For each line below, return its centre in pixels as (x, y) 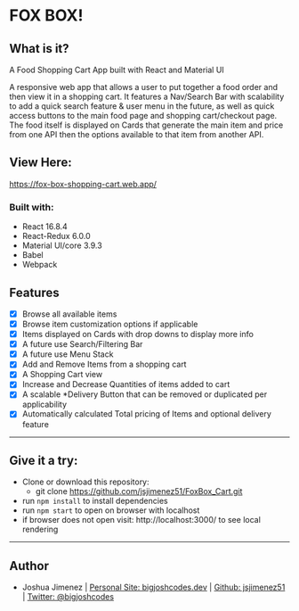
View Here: (41, 163)
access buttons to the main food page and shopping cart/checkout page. (143, 116)
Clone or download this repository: (85, 482)
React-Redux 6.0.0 (56, 236)
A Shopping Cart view (62, 375)
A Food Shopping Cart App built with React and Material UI (117, 70)
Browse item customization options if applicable (110, 324)
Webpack (40, 265)
